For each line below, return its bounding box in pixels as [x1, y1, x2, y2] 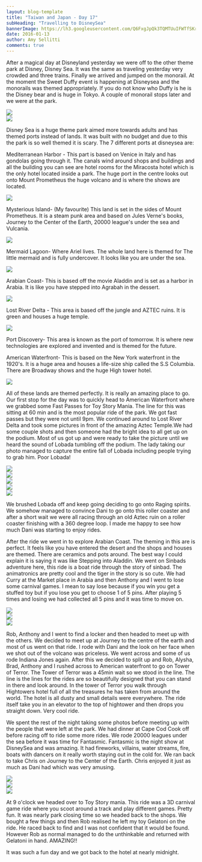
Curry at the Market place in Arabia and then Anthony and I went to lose [6, 576, 185, 583]
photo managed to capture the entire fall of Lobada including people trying [6, 447, 191, 454]
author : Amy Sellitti [6, 37, 61, 43]
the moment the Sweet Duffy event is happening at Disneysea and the [6, 78, 180, 85]
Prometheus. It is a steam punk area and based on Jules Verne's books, [6, 212, 185, 219]
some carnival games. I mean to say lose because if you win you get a [6, 582, 180, 590]
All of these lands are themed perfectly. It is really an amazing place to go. [6, 389, 190, 397]
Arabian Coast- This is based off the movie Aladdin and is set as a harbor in [6, 277, 194, 284]
